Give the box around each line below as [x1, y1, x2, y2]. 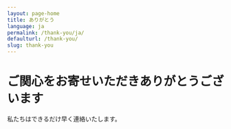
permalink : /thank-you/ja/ [7, 29, 85, 36]
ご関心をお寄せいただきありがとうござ [7, 73, 225, 89]
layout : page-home [7, 10, 60, 17]
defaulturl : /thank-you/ [7, 36, 78, 43]
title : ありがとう [7, 16, 55, 23]
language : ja [7, 23, 45, 30]
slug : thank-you [7, 42, 54, 49]
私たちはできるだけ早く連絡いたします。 [7, 115, 122, 123]
